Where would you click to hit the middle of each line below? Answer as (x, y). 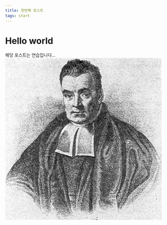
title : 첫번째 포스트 (24, 10)
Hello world (29, 41)
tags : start (17, 16)
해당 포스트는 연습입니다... (30, 55)
